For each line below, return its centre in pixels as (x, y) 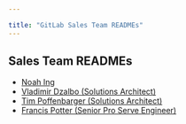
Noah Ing (38, 82)
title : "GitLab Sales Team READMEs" (76, 25)
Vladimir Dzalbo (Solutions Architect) (89, 92)
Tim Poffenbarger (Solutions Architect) (92, 101)
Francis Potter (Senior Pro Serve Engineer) (99, 111)
